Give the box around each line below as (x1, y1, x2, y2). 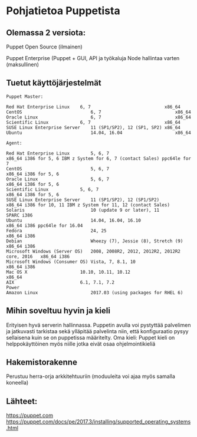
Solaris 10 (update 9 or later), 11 (6, 207, 160, 213)
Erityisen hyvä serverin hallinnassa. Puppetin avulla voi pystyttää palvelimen (6, 321, 191, 328)
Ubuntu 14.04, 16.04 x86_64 (6, 130, 192, 136)
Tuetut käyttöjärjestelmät (6, 78, 101, 88)
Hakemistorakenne (6, 357, 78, 367)
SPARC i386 (6, 212, 33, 218)
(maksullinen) (6, 61, 40, 68)
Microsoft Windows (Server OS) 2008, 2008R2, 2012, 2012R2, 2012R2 (6, 248, 181, 254)
